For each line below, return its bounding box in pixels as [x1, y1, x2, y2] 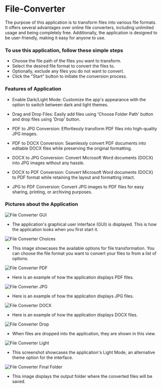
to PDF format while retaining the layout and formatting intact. [12, 174, 135, 180]
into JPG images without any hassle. [12, 160, 85, 166]
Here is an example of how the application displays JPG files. [12, 293, 134, 299]
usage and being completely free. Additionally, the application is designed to [5, 30, 158, 35]
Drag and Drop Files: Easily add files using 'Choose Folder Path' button [12, 111, 154, 117]
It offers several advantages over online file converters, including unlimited [5, 24, 154, 30]
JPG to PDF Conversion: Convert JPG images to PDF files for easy [12, 184, 144, 189]
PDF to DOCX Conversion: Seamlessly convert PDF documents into [12, 140, 147, 146]
